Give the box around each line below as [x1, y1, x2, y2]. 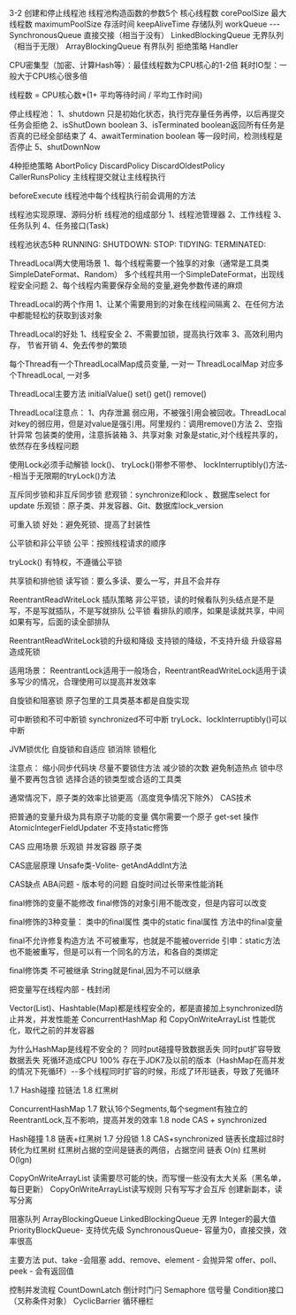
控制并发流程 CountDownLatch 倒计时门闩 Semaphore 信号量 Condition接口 [9, 1285, 285, 1295]
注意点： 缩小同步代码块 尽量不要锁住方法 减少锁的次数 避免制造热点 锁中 [9, 762, 276, 773]
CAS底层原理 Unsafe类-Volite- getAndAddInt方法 [9, 860, 188, 870]
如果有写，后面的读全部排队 [9, 616, 110, 627]
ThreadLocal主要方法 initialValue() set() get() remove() [9, 389, 208, 398]
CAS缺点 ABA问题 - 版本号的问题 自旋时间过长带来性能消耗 [9, 879, 224, 889]
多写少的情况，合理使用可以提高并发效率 [9, 677, 156, 686]
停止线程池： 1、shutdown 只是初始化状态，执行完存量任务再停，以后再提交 [9, 109, 285, 119]
